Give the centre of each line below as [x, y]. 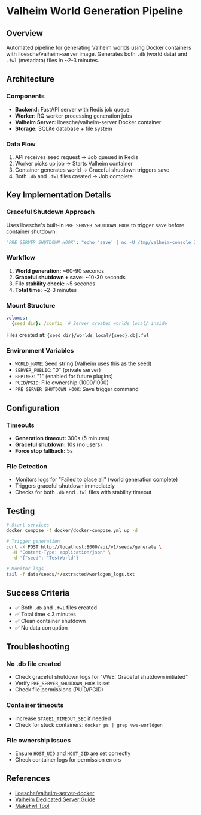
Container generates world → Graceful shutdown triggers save [92, 170]
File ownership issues [39, 740]
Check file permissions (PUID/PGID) [59, 690]
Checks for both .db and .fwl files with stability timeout [83, 492]
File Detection [27, 466]
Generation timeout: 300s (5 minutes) [62, 438]
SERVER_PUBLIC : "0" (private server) [58, 370]
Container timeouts [35, 705]
